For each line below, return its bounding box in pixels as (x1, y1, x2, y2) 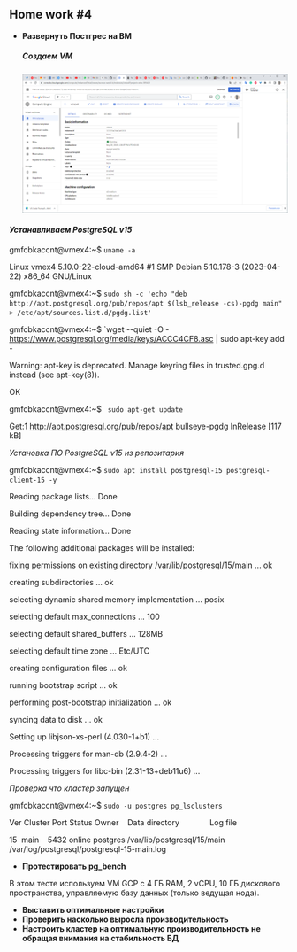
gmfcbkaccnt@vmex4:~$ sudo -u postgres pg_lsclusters (9, 800, 223, 810)
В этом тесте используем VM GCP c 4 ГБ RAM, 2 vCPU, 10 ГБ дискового (9, 878, 281, 888)
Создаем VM (21, 50, 73, 61)
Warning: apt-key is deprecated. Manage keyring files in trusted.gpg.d (9, 360, 265, 370)
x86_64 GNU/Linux (23, 270, 93, 282)
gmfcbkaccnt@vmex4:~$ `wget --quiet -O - (9, 323, 170, 335)
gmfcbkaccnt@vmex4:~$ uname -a (9, 244, 136, 255)
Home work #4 (9, 7, 93, 22)
